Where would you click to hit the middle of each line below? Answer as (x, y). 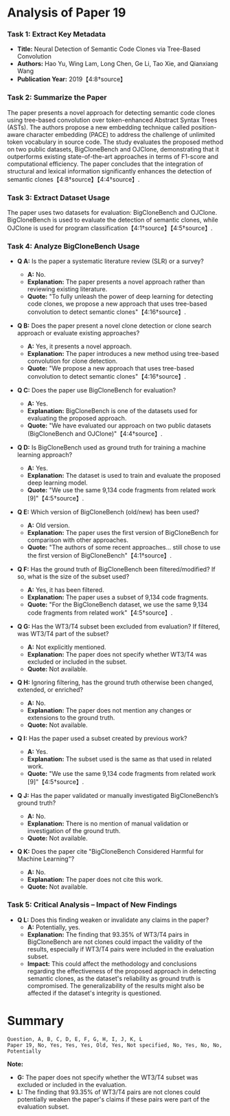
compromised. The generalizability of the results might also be (116, 985)
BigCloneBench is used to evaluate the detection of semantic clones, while (113, 220)
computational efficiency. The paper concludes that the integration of (105, 164)
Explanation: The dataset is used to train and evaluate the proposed (124, 476)
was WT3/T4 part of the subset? (63, 634)
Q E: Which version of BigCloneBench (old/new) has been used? (108, 512)
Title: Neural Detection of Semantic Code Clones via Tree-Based (109, 49)
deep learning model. (57, 483)
